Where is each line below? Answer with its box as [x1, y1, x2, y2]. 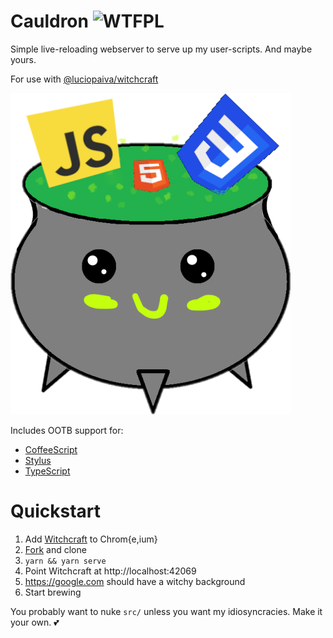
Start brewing [24, 586, 82, 598]
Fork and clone [24, 543, 87, 555]
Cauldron [10, 10, 89, 33]
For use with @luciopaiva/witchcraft [10, 73, 159, 85]
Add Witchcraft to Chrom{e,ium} [24, 533, 158, 545]
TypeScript [24, 465, 71, 477]
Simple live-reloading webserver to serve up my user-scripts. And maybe [10, 43, 313, 55]
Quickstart [10, 500, 102, 523]
